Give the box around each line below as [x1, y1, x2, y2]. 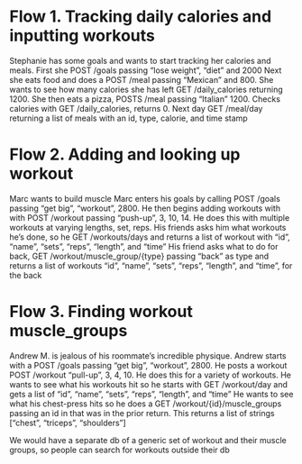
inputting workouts [9, 25, 156, 46]
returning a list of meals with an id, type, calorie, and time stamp [9, 113, 248, 123]
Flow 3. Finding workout [9, 302, 194, 322]
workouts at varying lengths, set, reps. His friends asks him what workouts [9, 222, 287, 232]
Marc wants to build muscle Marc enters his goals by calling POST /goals [9, 193, 281, 204]
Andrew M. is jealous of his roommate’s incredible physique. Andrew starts [9, 350, 287, 361]
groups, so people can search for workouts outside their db [9, 444, 230, 455]
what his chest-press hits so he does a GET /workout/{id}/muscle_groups [9, 398, 282, 409]
